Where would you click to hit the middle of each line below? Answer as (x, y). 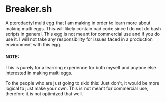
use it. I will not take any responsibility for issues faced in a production (79, 39)
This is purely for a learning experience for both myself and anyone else (81, 68)
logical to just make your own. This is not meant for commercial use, (77, 88)
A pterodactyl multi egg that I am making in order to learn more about (78, 23)
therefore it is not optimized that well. (44, 94)
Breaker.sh (29, 9)
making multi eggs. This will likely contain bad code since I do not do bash (83, 28)
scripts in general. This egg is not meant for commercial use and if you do (83, 34)
